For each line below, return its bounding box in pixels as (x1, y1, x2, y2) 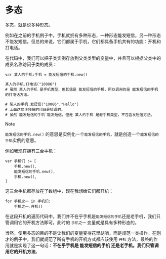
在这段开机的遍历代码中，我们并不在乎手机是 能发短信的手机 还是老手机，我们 (5, 213, 157, 219)
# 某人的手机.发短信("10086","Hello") (5, 102, 79, 107)
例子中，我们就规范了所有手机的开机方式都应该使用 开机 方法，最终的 (13, 236, 154, 242)
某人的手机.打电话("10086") (5, 82, 57, 86)
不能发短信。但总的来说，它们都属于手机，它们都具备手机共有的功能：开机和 (5, 38, 161, 44)
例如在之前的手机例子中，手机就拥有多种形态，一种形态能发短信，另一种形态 (5, 32, 161, 38)
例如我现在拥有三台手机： (5, 148, 57, 154)
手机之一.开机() (14, 204, 43, 209)
